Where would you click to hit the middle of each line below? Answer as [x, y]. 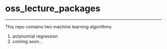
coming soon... [28, 41]
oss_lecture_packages [53, 9]
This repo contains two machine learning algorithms [58, 26]
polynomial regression [35, 36]
